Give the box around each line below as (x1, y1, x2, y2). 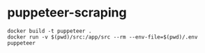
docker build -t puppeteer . (7, 28, 92, 34)
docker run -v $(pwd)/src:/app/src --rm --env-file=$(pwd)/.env (7, 33, 198, 41)
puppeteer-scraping (7, 5, 127, 21)
